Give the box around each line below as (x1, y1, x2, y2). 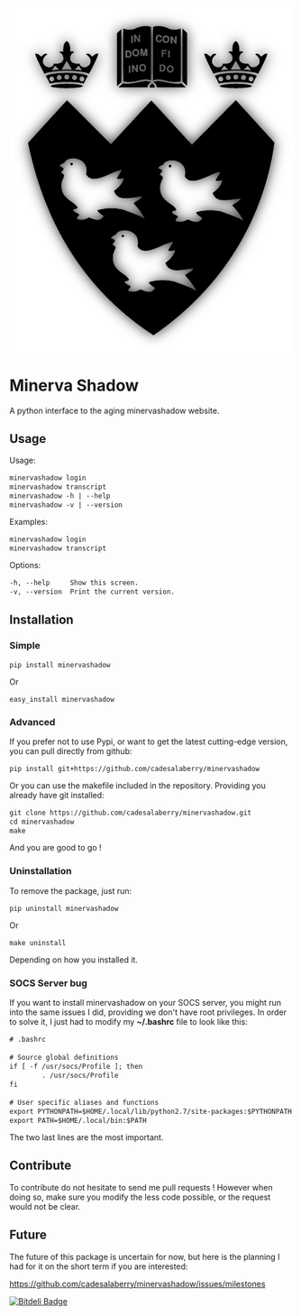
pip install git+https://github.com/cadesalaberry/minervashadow (9, 765, 260, 774)
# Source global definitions (9, 1053, 119, 1062)
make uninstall (9, 938, 67, 947)
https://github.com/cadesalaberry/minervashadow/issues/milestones (9, 1278, 266, 1289)
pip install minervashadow (9, 661, 111, 670)
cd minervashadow (9, 817, 75, 827)
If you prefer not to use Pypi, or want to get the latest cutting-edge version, (9, 736, 288, 747)
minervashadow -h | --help (9, 492, 111, 501)
